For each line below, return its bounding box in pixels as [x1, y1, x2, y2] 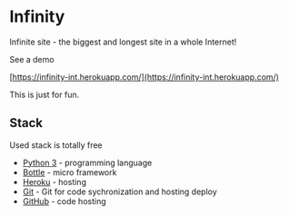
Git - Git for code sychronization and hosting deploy [22, 186, 218, 197]
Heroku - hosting [22, 176, 86, 187]
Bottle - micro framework [22, 166, 117, 178]
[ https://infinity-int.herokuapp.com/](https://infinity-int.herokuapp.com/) [9, 71, 280, 83]
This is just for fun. [9, 89, 80, 100]
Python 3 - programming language [22, 157, 153, 168]
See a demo [9, 54, 55, 64]
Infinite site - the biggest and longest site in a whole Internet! [9, 36, 237, 47]
